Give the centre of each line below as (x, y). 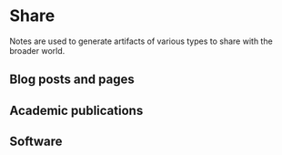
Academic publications (76, 110)
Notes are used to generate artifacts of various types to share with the (141, 41)
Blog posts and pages (72, 80)
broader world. (37, 50)
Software (36, 142)
